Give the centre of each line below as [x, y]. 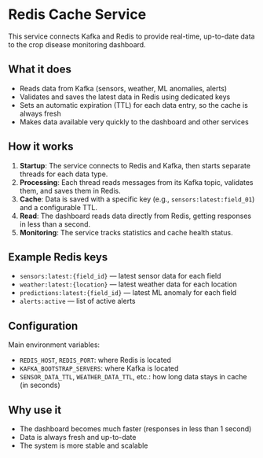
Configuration [43, 325]
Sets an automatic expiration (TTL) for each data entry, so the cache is [134, 105]
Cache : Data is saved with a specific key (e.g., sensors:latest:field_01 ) [137, 199]
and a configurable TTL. [58, 207]
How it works [41, 147]
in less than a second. [55, 224]
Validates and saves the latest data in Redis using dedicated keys [125, 97]
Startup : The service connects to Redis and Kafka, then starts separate [135, 165]
